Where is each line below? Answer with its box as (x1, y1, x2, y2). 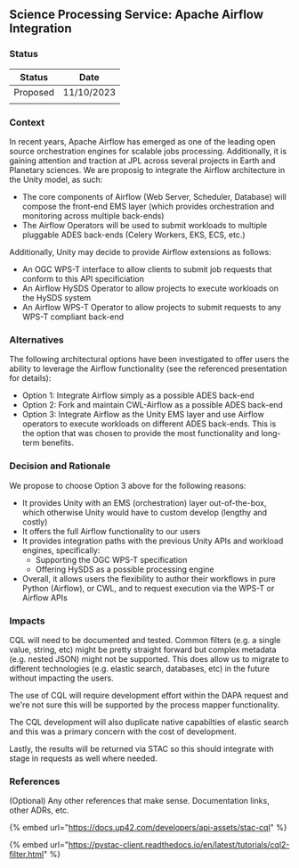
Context (9, 116, 45, 128)
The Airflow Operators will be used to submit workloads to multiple (21, 219, 268, 230)
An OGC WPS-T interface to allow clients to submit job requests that (21, 263, 272, 275)
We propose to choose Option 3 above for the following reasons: (9, 480, 246, 491)
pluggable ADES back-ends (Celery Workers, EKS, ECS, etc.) (21, 229, 246, 240)
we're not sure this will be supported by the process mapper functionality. (9, 699, 280, 710)
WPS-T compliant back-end (21, 311, 125, 322)
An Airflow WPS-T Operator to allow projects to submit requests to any (21, 302, 282, 312)
